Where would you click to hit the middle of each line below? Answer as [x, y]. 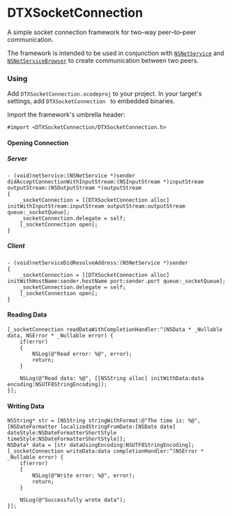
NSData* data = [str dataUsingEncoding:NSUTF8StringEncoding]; [101, 445]
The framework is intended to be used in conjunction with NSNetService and [116, 53]
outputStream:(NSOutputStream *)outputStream [74, 188]
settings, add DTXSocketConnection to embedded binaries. [91, 101]
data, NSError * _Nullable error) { [60, 335]
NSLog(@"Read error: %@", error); [82, 354]
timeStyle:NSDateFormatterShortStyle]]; [67, 439]
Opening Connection [38, 143]
